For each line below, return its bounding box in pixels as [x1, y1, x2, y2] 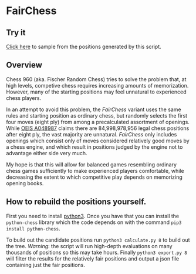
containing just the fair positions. [6, 261, 85, 268]
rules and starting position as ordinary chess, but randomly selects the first [6, 112, 188, 119]
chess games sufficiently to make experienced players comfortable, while [6, 167, 184, 174]
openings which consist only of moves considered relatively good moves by [6, 137, 190, 144]
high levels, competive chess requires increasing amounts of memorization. [6, 82, 189, 89]
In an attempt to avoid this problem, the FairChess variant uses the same [6, 106, 181, 113]
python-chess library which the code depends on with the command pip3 [6, 219, 182, 226]
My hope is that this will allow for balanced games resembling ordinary [6, 161, 177, 168]
